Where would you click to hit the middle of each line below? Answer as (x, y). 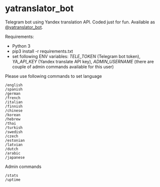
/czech (12, 136)
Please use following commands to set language (53, 76)
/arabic (13, 153)
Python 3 (21, 46)
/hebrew (13, 119)
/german (13, 93)
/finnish (14, 106)
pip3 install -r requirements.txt (43, 51)
